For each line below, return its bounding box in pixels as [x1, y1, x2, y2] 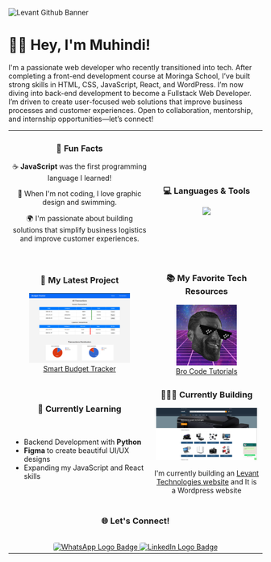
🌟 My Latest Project [40, 275, 119, 286]
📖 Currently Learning [37, 403, 122, 414]
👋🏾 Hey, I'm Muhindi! [8, 36, 151, 54]
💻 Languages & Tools [162, 185, 251, 196]
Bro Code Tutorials [176, 366, 238, 375]
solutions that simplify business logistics [12, 224, 147, 234]
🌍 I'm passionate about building [26, 213, 133, 223]
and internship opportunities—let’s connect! [8, 114, 154, 124]
